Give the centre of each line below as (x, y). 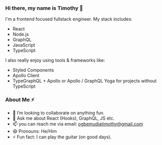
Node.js (21, 34)
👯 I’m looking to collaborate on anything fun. (59, 113)
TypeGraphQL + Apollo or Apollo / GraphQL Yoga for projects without (85, 81)
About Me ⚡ (20, 100)
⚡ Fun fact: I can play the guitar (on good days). (62, 137)
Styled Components (33, 70)
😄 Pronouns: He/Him (35, 131)
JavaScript (24, 45)
